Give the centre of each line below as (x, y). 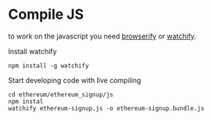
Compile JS (46, 15)
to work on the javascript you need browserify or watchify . (102, 36)
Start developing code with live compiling (75, 80)
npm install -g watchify (49, 65)
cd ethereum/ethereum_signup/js (61, 95)
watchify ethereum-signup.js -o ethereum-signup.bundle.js (106, 108)
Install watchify (32, 51)
